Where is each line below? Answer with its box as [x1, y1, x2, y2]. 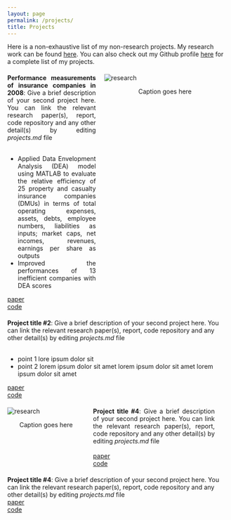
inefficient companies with [17, 274, 96, 282]
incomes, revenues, [17, 237, 96, 245]
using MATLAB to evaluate [17, 169, 96, 178]
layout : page [7, 10, 46, 18]
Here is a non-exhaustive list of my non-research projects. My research [7, 43, 214, 51]
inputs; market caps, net [17, 229, 96, 238]
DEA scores [17, 282, 52, 290]
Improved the [17, 259, 96, 268]
